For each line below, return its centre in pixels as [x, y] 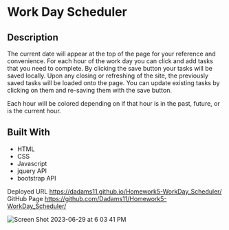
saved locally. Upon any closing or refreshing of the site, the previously [108, 76]
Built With [29, 132]
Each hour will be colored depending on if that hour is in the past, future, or [113, 103]
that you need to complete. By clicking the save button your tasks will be [110, 68]
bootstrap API [36, 178]
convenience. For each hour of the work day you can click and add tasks [110, 61]
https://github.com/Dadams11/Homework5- [106, 198]
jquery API [32, 171]
